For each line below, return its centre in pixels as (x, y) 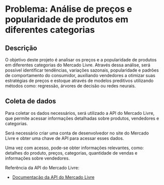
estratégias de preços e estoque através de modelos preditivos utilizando (79, 80)
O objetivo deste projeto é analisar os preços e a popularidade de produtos (81, 60)
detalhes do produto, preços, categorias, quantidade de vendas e (71, 153)
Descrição (21, 48)
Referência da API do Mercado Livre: (42, 167)
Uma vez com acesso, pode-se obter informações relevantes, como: (74, 148)
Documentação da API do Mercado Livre (53, 177)
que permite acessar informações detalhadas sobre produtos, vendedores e (82, 118)
